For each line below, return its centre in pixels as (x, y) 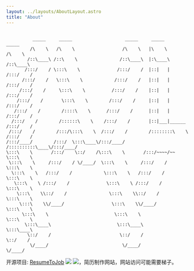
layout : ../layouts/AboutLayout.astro (54, 12)
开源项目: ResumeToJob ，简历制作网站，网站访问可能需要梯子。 (92, 262)
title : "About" (25, 17)
